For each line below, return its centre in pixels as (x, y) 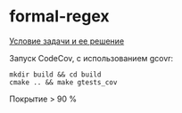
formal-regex (59, 16)
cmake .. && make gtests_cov (63, 82)
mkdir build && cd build (55, 74)
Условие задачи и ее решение (67, 41)
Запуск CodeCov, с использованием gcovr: (91, 58)
